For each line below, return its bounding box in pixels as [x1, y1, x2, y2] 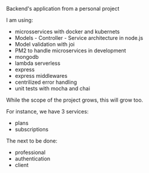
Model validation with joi [14, 41, 75, 48]
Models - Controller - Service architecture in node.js [14, 34, 144, 41]
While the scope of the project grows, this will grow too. [6, 96, 144, 103]
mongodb [14, 54, 39, 60]
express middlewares [14, 73, 67, 79]
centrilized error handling [14, 78, 77, 86]
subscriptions [14, 126, 49, 133]
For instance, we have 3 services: [6, 108, 89, 115]
